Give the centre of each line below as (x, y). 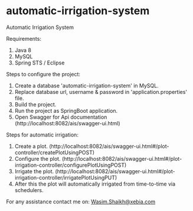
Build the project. (35, 104)
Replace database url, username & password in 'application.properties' (101, 92)
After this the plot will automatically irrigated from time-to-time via (95, 184)
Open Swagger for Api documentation (61, 117)
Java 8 (23, 50)
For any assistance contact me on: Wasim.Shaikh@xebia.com (81, 202)
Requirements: (24, 38)
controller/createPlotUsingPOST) (55, 152)
